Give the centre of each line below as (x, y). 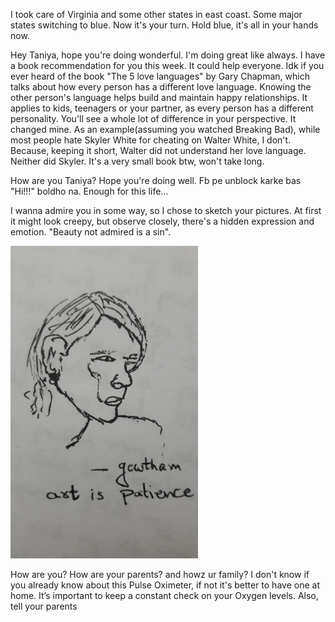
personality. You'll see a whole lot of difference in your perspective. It (153, 118)
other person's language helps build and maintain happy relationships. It (159, 97)
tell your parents (44, 606)
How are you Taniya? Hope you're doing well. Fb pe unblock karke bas (156, 180)
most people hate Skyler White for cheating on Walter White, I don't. (151, 140)
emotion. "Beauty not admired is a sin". (91, 232)
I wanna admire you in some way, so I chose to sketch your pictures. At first (166, 210)
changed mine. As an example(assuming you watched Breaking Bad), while (165, 129)
